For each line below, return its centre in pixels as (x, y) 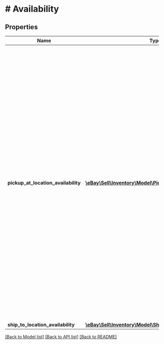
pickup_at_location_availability (44, 183)
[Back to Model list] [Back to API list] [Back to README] (61, 337)
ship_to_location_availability (41, 325)
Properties (21, 27)
